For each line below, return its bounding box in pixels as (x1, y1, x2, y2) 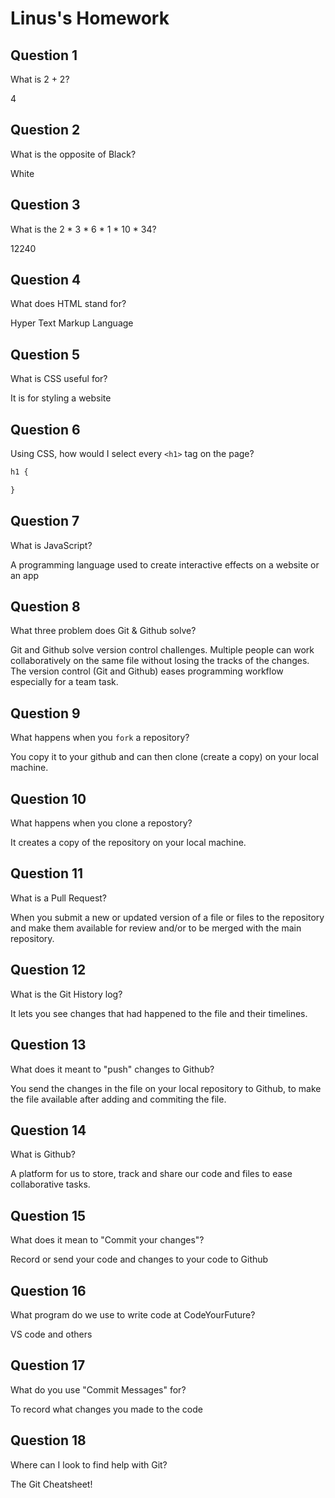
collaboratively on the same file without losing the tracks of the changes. (10, 655, 310, 667)
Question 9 (10, 705, 81, 722)
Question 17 (10, 1357, 86, 1374)
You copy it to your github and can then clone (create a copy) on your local (10, 751, 319, 763)
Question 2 (10, 122, 81, 139)
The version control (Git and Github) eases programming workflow (10, 665, 284, 677)
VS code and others (10, 1328, 93, 1340)
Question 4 (10, 272, 82, 289)
